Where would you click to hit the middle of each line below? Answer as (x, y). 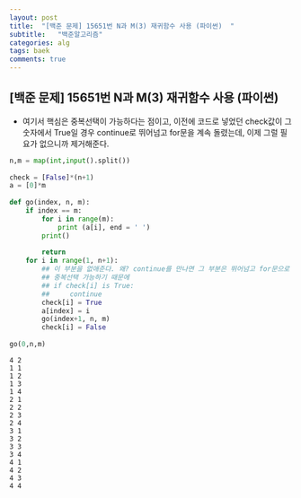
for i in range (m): (78, 219)
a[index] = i (66, 310)
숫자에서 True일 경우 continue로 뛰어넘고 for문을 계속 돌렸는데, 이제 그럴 (150, 132)
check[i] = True (72, 302)
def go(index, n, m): (50, 203)
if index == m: (54, 211)
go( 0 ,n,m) (28, 345)
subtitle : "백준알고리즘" (56, 34)
